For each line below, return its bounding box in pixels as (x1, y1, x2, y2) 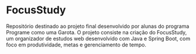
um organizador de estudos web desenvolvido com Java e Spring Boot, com (6, 35, 191, 42)
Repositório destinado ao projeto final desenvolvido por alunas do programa (6, 23, 190, 30)
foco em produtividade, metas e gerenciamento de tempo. (6, 41, 146, 48)
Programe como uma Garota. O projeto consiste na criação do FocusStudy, (6, 28, 187, 35)
